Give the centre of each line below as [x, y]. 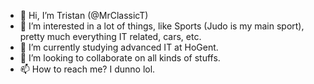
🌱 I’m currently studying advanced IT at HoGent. [119, 47]
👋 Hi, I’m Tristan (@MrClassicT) [84, 15]
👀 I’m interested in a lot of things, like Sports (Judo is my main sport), [162, 26]
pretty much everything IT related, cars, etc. [110, 36]
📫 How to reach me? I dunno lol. [87, 69]
